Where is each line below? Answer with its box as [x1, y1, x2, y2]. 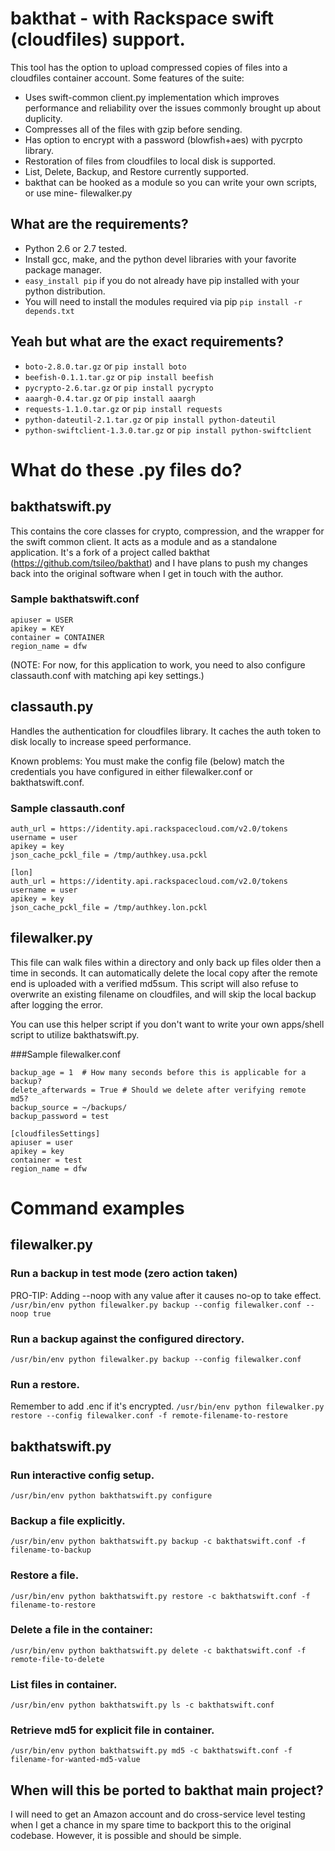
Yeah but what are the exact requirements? [10, 333, 285, 351]
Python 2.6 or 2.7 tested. [24, 242, 128, 254]
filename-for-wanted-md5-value [10, 1755, 141, 1765]
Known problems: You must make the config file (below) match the [10, 755, 285, 767]
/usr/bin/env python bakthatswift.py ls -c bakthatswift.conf [10, 1700, 275, 1711]
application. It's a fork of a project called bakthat [10, 546, 210, 558]
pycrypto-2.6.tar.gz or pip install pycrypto [24, 381, 214, 393]
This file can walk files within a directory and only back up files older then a [10, 956, 322, 968]
